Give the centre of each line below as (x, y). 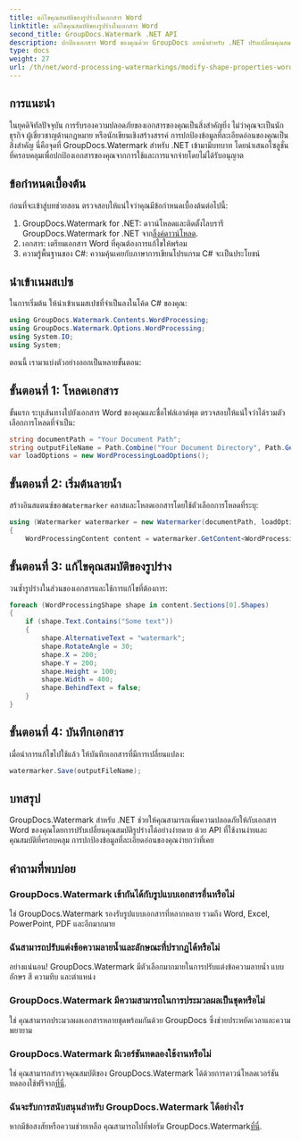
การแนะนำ (32, 104)
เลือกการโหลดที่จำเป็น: (42, 422)
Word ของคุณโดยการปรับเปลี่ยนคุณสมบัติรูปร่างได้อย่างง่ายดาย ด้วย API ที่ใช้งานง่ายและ (138, 830)
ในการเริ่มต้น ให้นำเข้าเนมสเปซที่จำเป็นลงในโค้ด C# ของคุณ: (98, 304)
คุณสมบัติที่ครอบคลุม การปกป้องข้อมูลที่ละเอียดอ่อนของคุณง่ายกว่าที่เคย (112, 840)
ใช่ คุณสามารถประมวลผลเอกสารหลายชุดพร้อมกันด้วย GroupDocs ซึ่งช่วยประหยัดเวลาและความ (150, 1020)
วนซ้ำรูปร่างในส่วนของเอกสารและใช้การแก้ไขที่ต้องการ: (88, 588)
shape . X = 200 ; (70, 654)
